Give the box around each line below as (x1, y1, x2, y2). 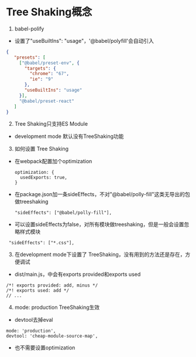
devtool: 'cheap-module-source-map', (6, 333, 98, 339)
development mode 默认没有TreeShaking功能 (14, 133, 124, 140)
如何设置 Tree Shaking (14, 145, 69, 153)
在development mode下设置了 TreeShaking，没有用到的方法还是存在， (14, 251, 185, 258)
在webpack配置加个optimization (14, 158, 92, 165)
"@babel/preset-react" (19, 98, 75, 104)
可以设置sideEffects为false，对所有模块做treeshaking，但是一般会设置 (14, 221, 184, 228)
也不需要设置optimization (14, 344, 75, 351)
